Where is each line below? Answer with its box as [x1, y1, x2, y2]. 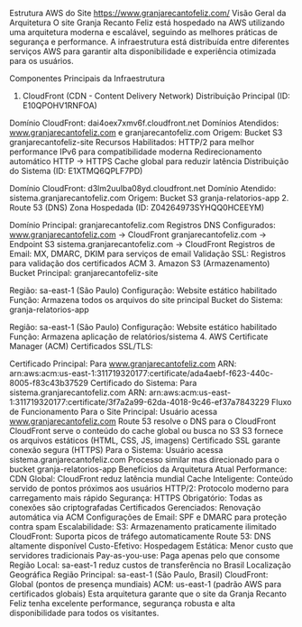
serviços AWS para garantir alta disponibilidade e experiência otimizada [9, 46, 277, 57]
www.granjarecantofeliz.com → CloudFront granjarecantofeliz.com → [9, 229, 268, 240]
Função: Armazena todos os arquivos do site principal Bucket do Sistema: [9, 295, 284, 305]
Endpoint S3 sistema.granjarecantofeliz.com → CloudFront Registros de [9, 239, 276, 249]
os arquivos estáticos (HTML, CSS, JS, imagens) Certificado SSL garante [9, 435, 281, 446]
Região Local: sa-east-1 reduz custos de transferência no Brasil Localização [9, 559, 291, 570]
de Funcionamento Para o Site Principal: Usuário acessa [9, 406, 218, 417]
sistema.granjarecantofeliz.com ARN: [9, 387, 147, 398]
